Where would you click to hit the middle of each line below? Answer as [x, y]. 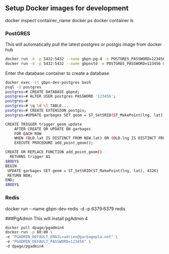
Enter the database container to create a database [57, 73]
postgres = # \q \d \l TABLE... [37, 106]
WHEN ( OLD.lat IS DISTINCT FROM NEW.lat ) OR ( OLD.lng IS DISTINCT [85, 138]
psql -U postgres [23, 87]
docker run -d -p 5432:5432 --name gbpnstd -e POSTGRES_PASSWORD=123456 [83, 63]
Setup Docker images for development [67, 8]
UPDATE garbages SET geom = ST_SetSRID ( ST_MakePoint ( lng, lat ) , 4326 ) [83, 171]
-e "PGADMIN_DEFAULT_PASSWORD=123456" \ [48, 242]
